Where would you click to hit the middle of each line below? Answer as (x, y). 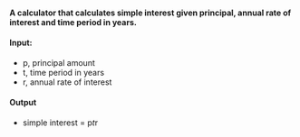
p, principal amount (58, 62)
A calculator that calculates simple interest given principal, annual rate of (150, 13)
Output (23, 103)
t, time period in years (63, 72)
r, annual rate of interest (67, 82)
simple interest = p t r (60, 123)
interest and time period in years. (73, 22)
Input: (21, 43)
